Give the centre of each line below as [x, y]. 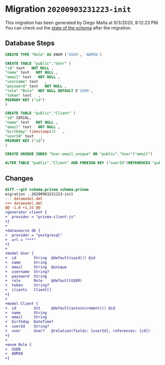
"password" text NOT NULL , [36, 86]
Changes [19, 178]
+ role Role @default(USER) [44, 281]
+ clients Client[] [28, 290]
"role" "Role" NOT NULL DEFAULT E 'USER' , [49, 91]
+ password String [26, 276]
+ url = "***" [21, 240]
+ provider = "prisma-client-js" [41, 217]
